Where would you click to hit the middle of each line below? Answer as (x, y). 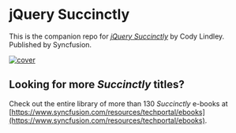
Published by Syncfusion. (51, 44)
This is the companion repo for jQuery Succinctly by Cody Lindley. (117, 36)
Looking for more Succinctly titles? (97, 85)
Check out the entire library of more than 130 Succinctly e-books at (118, 103)
